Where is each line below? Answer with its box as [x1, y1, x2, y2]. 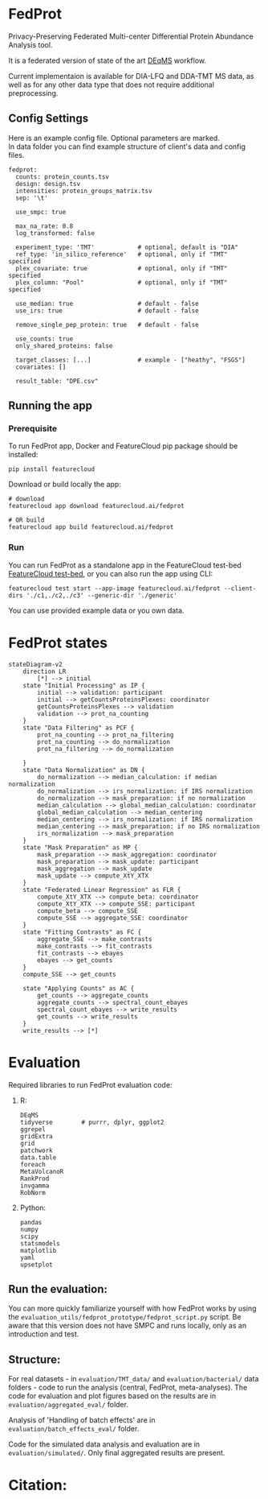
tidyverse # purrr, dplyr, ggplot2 [19, 1118, 164, 1126]
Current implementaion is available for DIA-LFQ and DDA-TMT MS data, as [8, 71, 254, 81]
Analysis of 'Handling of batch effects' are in [8, 1415, 156, 1425]
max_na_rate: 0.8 [15, 222, 74, 230]
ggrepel [19, 1125, 46, 1134]
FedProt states [8, 634, 108, 652]
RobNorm [19, 1188, 46, 1196]
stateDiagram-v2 [8, 660, 63, 668]
